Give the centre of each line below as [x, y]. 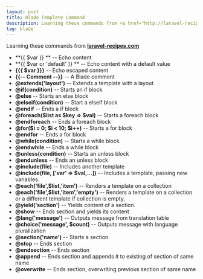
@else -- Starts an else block [52, 96]
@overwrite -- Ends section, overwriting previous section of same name [105, 269]
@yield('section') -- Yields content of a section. [75, 205]
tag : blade [20, 29]
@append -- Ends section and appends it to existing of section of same [104, 257]
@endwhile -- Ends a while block [57, 147]
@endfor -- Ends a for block [50, 135]
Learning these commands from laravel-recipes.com [73, 46]
